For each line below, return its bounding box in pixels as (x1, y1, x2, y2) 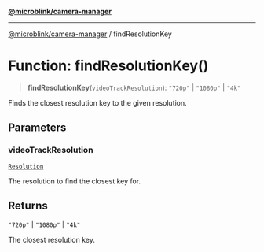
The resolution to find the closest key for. (8, 176, 141, 186)
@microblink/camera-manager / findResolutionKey (8, 29, 173, 39)
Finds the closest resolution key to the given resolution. (8, 98, 187, 107)
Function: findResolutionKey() (8, 57, 209, 75)
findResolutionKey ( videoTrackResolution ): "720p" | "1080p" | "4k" (27, 83, 241, 92)
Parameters (8, 121, 67, 135)
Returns (8, 199, 49, 213)
